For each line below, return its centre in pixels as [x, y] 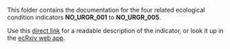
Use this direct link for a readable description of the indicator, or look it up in [115, 31]
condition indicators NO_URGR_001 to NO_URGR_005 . [84, 17]
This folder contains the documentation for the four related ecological [106, 10]
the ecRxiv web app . [36, 38]
